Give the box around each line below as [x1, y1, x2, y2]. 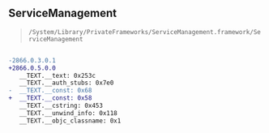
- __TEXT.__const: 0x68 [8, 87, 92, 95]
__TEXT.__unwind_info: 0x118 [19, 109, 117, 117]
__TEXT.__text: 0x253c [19, 71, 96, 79]
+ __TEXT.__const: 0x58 [8, 94, 92, 102]
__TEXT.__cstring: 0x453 [19, 101, 104, 110]
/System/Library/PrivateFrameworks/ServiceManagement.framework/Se [28, 28, 261, 36]
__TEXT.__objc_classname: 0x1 [19, 117, 122, 125]
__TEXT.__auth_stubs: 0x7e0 [19, 79, 114, 88]
